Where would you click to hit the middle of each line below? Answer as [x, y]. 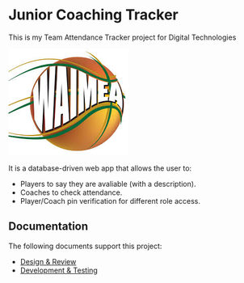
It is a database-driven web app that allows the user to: [100, 168]
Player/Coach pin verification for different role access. [110, 201]
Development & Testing [59, 270]
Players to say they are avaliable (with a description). [108, 184]
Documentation [48, 227]
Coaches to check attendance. [71, 192]
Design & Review [48, 261]
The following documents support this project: [85, 246]
